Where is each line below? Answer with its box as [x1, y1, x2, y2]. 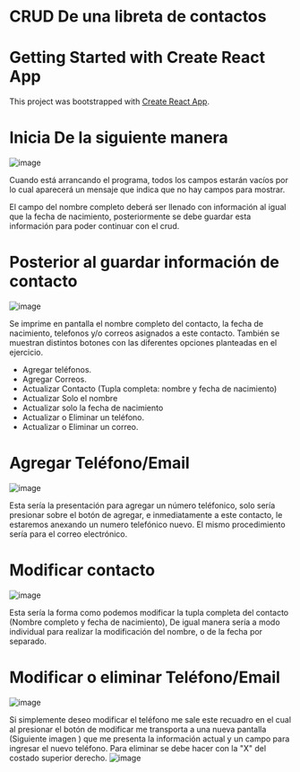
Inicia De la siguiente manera [9, 127, 228, 148]
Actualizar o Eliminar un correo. [21, 422, 139, 432]
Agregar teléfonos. [21, 364, 92, 374]
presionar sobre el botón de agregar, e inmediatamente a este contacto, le [9, 509, 283, 520]
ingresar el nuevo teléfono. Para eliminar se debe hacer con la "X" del [9, 742, 267, 753]
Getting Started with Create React [9, 48, 266, 68]
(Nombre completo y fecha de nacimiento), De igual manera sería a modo [9, 617, 280, 627]
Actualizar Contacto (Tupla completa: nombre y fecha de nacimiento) [21, 383, 278, 394]
